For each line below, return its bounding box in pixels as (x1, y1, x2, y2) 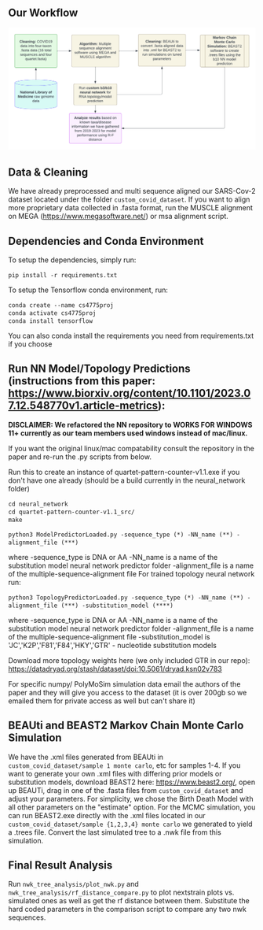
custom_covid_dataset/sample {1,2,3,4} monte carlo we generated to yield (8, 819, 253, 828)
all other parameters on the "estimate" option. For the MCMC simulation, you (8, 802, 256, 812)
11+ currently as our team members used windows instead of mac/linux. (8, 428, 248, 438)
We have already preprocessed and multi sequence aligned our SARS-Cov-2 (8, 187, 257, 196)
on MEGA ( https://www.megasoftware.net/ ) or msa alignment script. (8, 212, 229, 221)
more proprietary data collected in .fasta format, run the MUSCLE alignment (8, 203, 254, 213)
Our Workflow (8, 6, 79, 20)
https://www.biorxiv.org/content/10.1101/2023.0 (8, 387, 251, 400)
